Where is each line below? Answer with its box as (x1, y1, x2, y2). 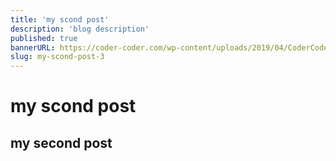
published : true (10, 33, 78, 43)
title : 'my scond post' (10, 14, 110, 25)
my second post (10, 134, 113, 151)
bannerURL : (10, 42, 56, 53)
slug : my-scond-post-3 (10, 52, 105, 62)
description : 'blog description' (10, 24, 150, 34)
